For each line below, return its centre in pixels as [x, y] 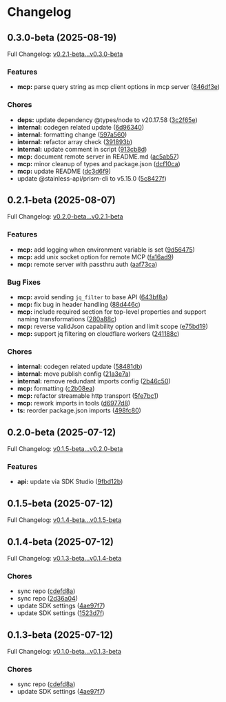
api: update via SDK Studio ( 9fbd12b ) [70, 482]
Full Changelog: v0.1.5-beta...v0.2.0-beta [65, 449]
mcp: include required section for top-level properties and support [112, 312]
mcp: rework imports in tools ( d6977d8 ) [74, 403]
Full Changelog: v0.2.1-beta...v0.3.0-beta [65, 54]
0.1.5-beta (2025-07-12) [60, 503]
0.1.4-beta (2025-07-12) [60, 542]
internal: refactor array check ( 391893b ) [75, 141]
